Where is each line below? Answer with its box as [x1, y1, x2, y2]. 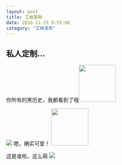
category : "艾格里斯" [6, 25, 56, 31]
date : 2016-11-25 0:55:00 [6, 20, 70, 25]
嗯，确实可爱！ [13, 140, 50, 147]
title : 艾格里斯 [6, 14, 43, 20]
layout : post [6, 8, 38, 15]
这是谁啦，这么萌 [6, 153, 48, 160]
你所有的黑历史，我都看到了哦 [6, 96, 79, 103]
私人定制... [6, 48, 46, 59]
